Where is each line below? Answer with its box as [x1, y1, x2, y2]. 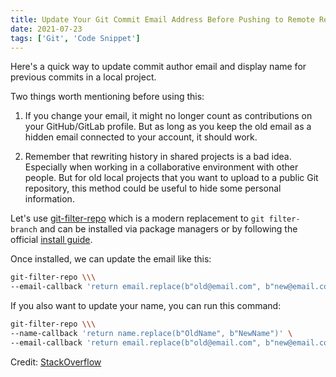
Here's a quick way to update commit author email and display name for [10, 61, 307, 73]
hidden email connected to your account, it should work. [24, 131, 258, 143]
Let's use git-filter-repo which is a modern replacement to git [10, 212, 265, 225]
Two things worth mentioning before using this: [10, 91, 205, 103]
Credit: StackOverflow [10, 356, 102, 368]
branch [10, 225, 38, 235]
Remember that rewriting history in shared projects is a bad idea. [24, 151, 292, 163]
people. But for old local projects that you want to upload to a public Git [24, 172, 319, 184]
